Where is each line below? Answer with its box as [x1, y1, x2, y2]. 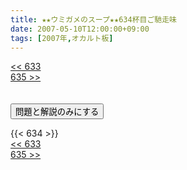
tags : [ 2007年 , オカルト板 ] [10, 33, 114, 43]
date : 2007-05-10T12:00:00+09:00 [10, 24, 150, 34]
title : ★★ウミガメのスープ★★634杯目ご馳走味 [10, 14, 177, 25]
